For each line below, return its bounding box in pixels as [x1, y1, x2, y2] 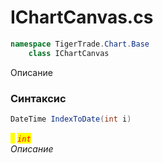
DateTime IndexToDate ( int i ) [10, 114, 132, 124]
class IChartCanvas [28, 48, 110, 58]
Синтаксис [10, 91, 67, 105]
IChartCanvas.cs [10, 6, 154, 29]
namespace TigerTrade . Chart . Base [10, 39, 150, 49]
